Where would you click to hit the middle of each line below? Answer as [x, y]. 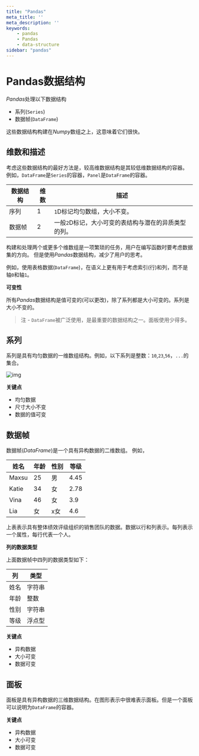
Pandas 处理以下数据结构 [36, 99]
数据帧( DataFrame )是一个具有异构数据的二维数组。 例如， [77, 451]
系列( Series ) [30, 111]
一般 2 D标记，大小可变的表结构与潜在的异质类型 [120, 222]
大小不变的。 [22, 307]
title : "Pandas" [26, 12]
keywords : [18, 28]
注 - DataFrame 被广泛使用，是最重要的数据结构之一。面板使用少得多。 [105, 320]
